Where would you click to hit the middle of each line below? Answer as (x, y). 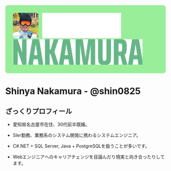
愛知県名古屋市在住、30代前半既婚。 (51, 124)
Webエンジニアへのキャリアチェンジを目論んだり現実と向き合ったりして (89, 157)
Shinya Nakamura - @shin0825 (73, 91)
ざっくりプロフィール (39, 111)
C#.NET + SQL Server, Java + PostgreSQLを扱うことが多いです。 (81, 146)
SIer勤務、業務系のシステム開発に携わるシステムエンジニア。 (77, 135)
